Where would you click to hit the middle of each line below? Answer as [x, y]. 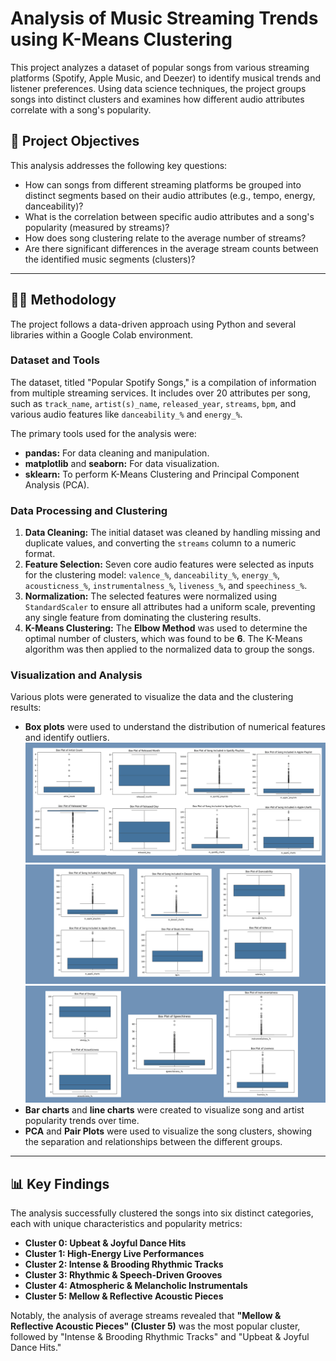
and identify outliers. [67, 738]
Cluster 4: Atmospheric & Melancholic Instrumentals [136, 1286]
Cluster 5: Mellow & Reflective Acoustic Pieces [124, 1296]
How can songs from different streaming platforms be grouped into [163, 184]
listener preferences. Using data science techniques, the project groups [158, 88]
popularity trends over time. [82, 1121]
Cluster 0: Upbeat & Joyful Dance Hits [105, 1243]
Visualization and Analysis [76, 675]
